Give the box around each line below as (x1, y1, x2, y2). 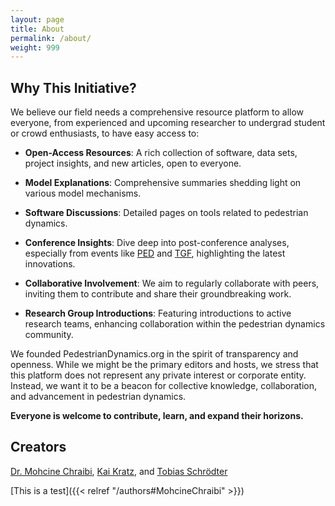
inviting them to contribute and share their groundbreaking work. (24, 288, 292, 300)
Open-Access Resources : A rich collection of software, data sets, (24, 147, 298, 159)
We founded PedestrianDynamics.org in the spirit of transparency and (10, 348, 299, 360)
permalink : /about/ (10, 33, 92, 43)
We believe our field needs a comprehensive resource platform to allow (10, 106, 305, 118)
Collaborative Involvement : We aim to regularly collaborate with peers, (24, 277, 320, 290)
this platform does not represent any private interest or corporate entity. (10, 369, 307, 381)
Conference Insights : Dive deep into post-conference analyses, (24, 237, 290, 249)
